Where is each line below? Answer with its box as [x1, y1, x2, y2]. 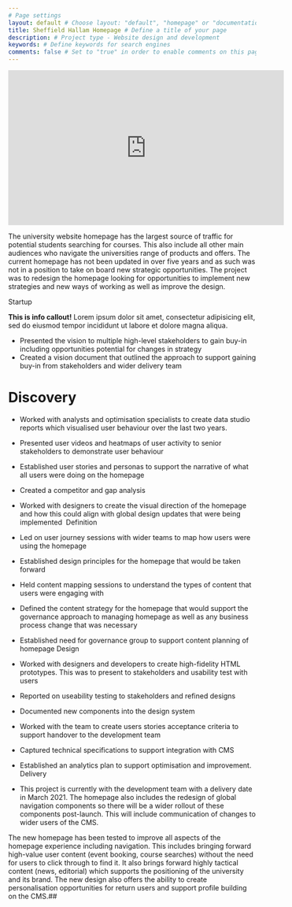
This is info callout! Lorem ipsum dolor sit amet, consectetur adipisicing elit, [8, 313, 256, 321]
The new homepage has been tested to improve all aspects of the [8, 832, 221, 842]
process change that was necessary [19, 620, 138, 630]
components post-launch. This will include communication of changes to [19, 809, 256, 819]
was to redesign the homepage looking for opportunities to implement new [8, 273, 250, 283]
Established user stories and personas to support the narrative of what [19, 461, 249, 471]
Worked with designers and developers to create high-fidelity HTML [19, 659, 241, 668]
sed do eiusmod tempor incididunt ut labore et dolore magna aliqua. [8, 320, 228, 330]
